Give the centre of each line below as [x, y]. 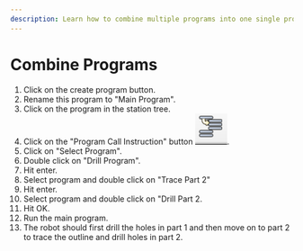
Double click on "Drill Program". [82, 160]
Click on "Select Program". [72, 151]
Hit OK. [36, 208]
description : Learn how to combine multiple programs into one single [145, 19]
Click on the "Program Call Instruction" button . [126, 141]
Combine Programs [84, 64]
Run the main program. [66, 218]
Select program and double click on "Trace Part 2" [116, 179]
